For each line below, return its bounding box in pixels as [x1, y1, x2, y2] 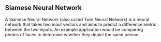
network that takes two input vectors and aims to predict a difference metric [5, 21, 157, 27]
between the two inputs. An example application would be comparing [5, 26, 144, 32]
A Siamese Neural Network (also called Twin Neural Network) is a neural [5, 16, 149, 22]
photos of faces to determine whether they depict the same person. [5, 31, 140, 37]
